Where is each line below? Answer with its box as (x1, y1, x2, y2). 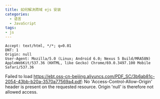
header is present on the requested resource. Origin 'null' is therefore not (5, 84, 154, 90)
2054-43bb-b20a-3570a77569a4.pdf (5, 79, 82, 84)
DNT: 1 (5, 48, 19, 52)
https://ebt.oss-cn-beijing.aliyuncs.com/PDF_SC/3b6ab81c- (33, 74, 155, 79)
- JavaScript (9, 21, 36, 26)
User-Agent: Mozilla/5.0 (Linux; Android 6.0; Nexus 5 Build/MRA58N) (5, 56, 151, 61)
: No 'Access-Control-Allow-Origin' (81, 79, 153, 84)
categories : (5, 12, 30, 17)
